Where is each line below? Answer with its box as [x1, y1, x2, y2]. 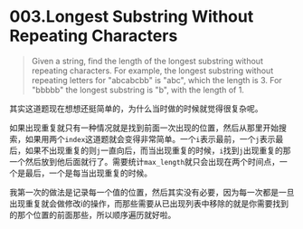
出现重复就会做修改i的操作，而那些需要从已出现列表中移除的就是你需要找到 [9, 197, 289, 209]
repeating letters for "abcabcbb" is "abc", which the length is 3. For [31, 74, 282, 85]
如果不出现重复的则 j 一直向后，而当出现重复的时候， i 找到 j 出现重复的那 [24, 145, 291, 156]
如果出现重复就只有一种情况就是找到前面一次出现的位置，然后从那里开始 [9, 122, 279, 133]
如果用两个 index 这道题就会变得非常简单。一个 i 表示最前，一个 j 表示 [24, 133, 276, 144]
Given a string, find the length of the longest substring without [31, 55, 264, 66]
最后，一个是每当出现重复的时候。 [24, 167, 152, 178]
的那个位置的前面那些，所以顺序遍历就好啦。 [9, 209, 176, 220]
